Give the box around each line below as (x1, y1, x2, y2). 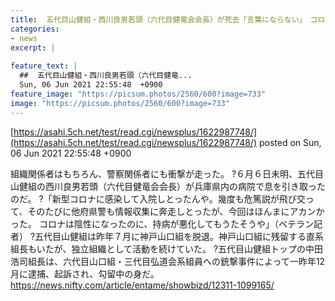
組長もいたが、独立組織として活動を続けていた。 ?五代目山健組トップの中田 (10, 242, 324, 255)
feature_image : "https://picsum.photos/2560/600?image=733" (10, 89, 267, 99)
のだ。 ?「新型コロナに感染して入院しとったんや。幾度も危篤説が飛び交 (10, 192, 306, 205)
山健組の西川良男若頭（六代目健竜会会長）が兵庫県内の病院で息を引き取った (10, 180, 326, 192)
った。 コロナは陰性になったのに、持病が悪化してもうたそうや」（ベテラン (10, 217, 314, 230)
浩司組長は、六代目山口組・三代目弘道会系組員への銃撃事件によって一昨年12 (10, 255, 326, 267)
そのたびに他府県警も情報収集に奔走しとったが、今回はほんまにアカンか (27, 205, 325, 217)
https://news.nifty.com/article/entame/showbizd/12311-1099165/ (10, 279, 275, 291)
